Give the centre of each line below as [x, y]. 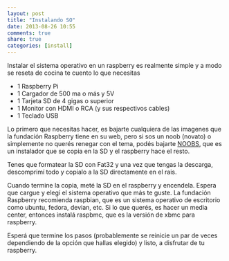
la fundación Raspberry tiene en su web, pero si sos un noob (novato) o [109, 136]
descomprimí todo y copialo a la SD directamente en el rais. [92, 172]
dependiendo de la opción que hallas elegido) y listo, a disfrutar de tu [106, 243]
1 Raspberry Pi [38, 86]
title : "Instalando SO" [42, 20]
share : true [24, 39]
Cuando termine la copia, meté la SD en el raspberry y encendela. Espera [112, 185]
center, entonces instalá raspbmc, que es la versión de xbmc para [101, 215]
